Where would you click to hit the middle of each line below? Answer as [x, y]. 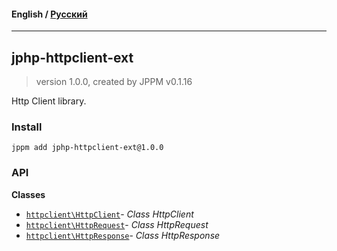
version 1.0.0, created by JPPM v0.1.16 [114, 82]
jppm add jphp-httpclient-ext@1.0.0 [87, 148]
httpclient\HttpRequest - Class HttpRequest [117, 224]
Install [27, 127]
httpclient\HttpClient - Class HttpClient [109, 214]
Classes [28, 194]
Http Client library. [49, 101]
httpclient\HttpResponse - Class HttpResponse [123, 235]
